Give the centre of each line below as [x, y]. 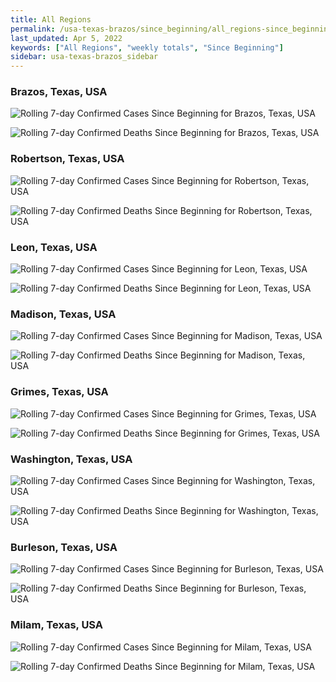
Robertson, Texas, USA [67, 159]
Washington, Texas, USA [71, 459]
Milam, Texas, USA [57, 625]
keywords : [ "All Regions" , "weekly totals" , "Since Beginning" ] [147, 47]
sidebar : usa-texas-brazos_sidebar [84, 57]
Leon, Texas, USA [54, 247]
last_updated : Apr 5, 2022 [66, 38]
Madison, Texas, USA [63, 314]
